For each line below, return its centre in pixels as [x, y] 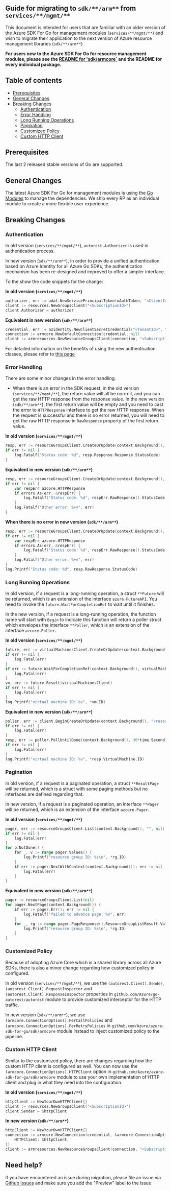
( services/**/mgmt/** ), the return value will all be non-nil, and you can [86, 394]
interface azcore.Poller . [31, 631]
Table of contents [34, 80]
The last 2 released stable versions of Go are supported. [64, 164]
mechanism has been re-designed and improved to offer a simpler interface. [85, 271]
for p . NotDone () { [25, 848]
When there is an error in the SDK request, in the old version [76, 388]
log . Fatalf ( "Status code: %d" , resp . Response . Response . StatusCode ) [87, 455]
